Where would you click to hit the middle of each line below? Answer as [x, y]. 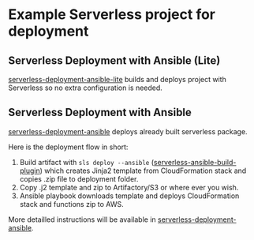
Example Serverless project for [112, 15]
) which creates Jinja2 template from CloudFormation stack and [143, 171]
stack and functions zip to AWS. [71, 204]
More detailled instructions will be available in [82, 219]
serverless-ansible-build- [195, 162]
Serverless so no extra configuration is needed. [86, 88]
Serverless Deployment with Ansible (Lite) [114, 60]
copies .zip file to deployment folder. [79, 178]
